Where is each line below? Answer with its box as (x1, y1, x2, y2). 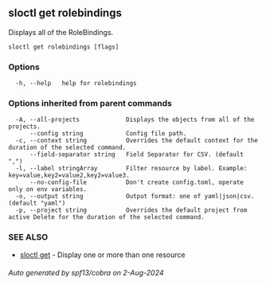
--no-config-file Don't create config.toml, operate (29, 178, 244, 186)
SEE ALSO (8, 232, 49, 243)
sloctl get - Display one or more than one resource (19, 250, 186, 260)
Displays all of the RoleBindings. (8, 27, 114, 37)
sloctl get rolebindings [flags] (8, 43, 119, 51)
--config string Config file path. (29, 130, 187, 138)
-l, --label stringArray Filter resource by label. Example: (15, 165, 248, 173)
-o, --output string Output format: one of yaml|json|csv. (15, 193, 255, 201)
